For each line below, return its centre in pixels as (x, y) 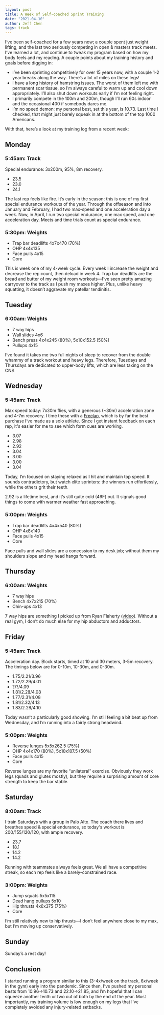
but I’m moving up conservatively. (39, 926)
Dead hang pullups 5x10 (36, 901)
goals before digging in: (29, 63)
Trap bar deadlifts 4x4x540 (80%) (47, 525)
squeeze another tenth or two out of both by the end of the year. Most (76, 997)
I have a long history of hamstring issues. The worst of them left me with (85, 83)
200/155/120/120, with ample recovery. (44, 832)
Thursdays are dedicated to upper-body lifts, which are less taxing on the (79, 365)
